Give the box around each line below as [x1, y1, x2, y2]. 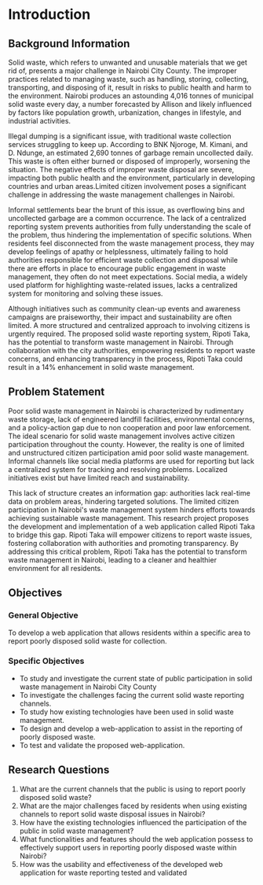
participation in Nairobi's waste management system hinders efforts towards [8, 505, 256, 514]
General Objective [8, 610, 79, 621]
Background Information [8, 37, 130, 50]
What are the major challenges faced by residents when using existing [19, 801, 247, 810]
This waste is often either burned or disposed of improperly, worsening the [8, 157, 250, 166]
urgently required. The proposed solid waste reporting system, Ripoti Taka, [8, 329, 250, 338]
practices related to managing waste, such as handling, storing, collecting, [8, 75, 249, 83]
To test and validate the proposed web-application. [19, 740, 185, 750]
